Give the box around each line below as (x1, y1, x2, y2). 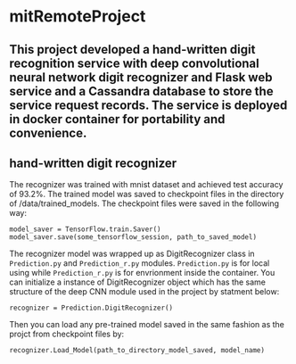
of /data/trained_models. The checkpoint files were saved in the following (9, 198, 279, 209)
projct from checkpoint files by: (9, 328, 125, 340)
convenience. (9, 125, 87, 140)
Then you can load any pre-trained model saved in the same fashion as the (9, 319, 285, 330)
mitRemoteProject (9, 6, 146, 27)
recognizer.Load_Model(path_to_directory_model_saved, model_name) (9, 346, 266, 355)
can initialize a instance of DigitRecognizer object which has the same (9, 277, 266, 287)
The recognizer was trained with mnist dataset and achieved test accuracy (9, 179, 284, 190)
